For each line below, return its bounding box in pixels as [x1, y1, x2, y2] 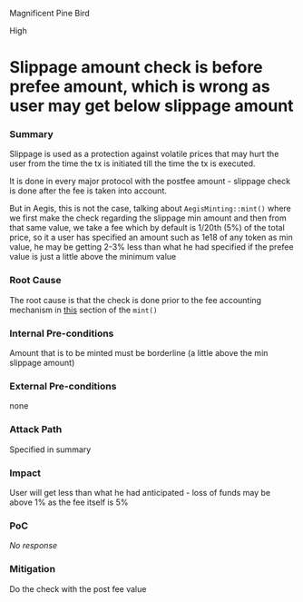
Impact [9, 467, 42, 479]
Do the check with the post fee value [9, 583, 147, 594]
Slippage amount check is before [9, 57, 263, 78]
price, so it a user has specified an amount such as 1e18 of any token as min [9, 232, 293, 243]
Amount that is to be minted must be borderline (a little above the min [9, 348, 269, 359]
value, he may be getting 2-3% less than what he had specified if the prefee [9, 242, 294, 252]
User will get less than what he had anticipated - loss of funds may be [9, 487, 271, 498]
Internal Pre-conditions [9, 327, 114, 340]
